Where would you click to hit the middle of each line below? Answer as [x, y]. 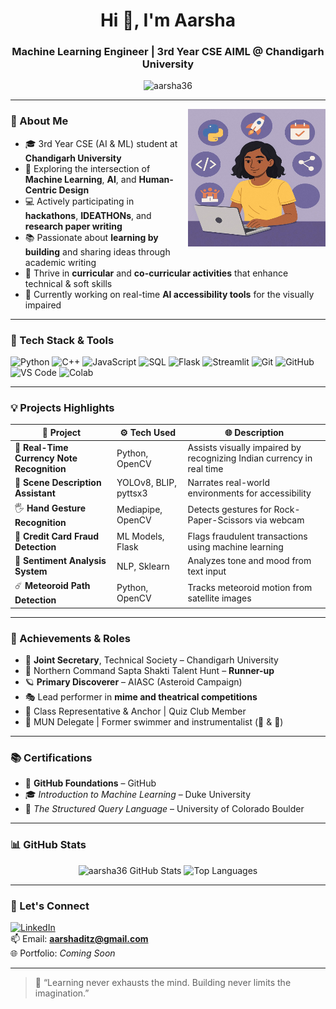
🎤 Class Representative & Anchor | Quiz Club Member [135, 711]
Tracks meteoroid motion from [250, 587]
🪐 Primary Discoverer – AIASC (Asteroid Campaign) [133, 682]
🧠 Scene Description [58, 483]
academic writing [60, 262]
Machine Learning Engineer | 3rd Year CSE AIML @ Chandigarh [168, 52]
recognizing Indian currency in [250, 458]
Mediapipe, [139, 510]
